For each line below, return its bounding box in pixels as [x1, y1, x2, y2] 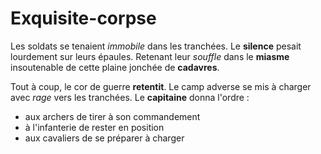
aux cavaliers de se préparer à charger [24, 132, 185, 144]
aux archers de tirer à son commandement [24, 110, 201, 122]
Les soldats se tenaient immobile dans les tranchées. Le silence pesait [10, 40, 302, 52]
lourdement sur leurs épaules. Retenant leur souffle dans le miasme [10, 50, 290, 62]
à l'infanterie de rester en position [24, 121, 165, 133]
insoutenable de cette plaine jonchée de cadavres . [10, 61, 220, 73]
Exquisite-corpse [10, 7, 157, 30]
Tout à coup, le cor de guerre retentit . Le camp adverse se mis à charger [10, 80, 312, 92]
